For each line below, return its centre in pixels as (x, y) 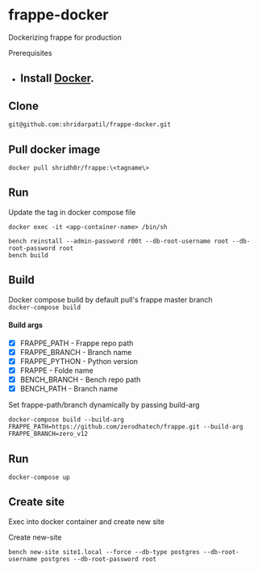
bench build (28, 255)
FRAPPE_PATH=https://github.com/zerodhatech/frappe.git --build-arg (126, 427)
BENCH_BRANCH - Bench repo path (80, 380)
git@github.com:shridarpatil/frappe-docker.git (90, 125)
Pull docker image (54, 149)
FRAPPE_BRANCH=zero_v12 (48, 434)
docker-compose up (39, 477)
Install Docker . (57, 78)
